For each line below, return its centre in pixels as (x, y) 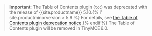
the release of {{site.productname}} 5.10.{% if (56, 12)
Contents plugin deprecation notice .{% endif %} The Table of (72, 23)
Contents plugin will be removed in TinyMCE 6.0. (59, 28)
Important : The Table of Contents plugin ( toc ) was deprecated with (78, 7)
